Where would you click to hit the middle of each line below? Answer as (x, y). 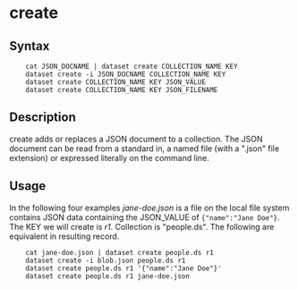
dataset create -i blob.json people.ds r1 (106, 260)
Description (43, 118)
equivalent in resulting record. (64, 236)
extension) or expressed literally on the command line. (109, 158)
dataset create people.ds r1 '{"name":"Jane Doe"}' (123, 268)
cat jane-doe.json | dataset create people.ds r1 (120, 252)
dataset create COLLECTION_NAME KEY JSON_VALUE (115, 82)
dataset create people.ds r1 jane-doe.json (108, 276)
